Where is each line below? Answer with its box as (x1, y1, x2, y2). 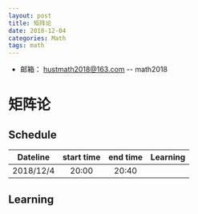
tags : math (8, 42, 45, 50)
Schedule (8, 127, 58, 141)
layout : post (8, 11, 52, 20)
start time (63, 151, 101, 163)
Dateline (17, 151, 51, 163)
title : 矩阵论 (8, 19, 52, 27)
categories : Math (8, 34, 67, 42)
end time (107, 151, 143, 163)
